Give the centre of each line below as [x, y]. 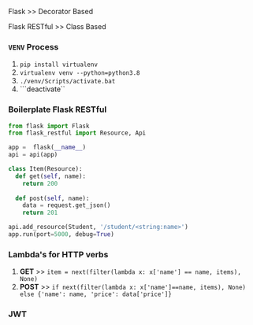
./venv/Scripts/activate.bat [67, 82]
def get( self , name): [51, 176]
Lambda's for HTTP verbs [58, 254]
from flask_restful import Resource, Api [77, 133]
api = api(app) [33, 155]
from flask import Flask [49, 126]
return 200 [40, 183]
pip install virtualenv [59, 65]
